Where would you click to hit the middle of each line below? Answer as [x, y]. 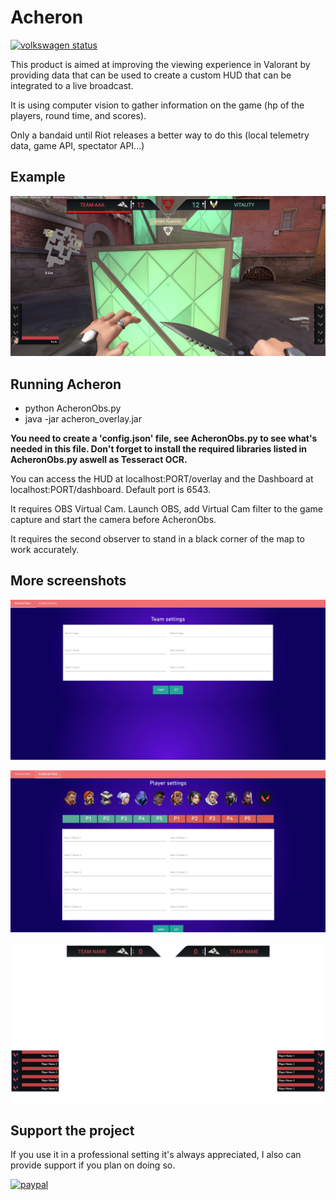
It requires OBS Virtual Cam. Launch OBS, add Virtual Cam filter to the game [166, 508]
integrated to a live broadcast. [72, 85]
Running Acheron [66, 384]
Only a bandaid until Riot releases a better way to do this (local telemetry [160, 135]
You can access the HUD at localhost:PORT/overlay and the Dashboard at [162, 478]
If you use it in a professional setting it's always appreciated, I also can [156, 1155]
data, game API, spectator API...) [77, 145]
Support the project [72, 1130]
